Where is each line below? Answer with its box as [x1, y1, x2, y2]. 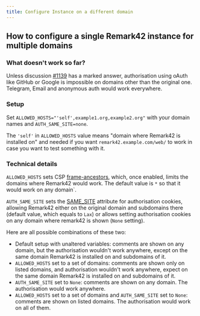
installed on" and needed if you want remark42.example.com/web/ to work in [6, 138, 193, 145]
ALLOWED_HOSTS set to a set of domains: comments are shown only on [14, 259, 185, 267]
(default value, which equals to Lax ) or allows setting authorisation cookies [6, 210, 192, 217]
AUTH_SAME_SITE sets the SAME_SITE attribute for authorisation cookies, [6, 197, 183, 205]
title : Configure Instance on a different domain [6, 8, 134, 15]
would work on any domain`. [6, 186, 77, 193]
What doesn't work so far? [6, 58, 86, 67]
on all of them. [14, 304, 51, 311]
